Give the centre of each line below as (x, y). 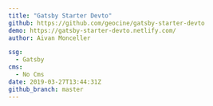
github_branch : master (46, 89)
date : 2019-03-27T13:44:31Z (55, 82)
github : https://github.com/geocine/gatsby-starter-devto (106, 23)
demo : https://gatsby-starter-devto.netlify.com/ (93, 30)
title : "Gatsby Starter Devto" (60, 16)
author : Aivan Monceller (49, 38)
